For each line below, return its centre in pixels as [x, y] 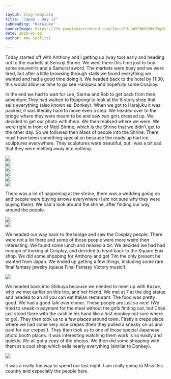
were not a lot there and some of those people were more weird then [77, 240]
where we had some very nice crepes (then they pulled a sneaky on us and [84, 324]
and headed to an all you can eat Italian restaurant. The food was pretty [80, 297]
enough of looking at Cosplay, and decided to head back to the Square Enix [84, 251]
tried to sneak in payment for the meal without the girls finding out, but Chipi [85, 308]
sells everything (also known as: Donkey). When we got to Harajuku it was [83, 105]
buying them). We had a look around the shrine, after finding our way [78, 204]
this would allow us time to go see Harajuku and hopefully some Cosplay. [82, 84]
